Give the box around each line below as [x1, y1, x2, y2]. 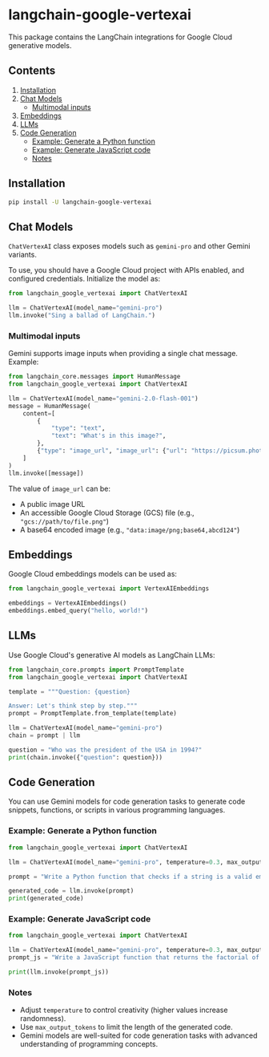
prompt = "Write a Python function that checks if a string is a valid [8, 873, 252, 881]
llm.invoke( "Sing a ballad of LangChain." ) [8, 311, 156, 319]
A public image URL [19, 499, 86, 508]
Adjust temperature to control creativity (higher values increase [19, 1005, 228, 1015]
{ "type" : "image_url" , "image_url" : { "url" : [37, 447, 188, 455]
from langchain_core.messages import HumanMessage [8, 373, 181, 381]
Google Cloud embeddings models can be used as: [8, 569, 178, 579]
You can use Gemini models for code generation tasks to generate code [8, 796, 246, 807]
